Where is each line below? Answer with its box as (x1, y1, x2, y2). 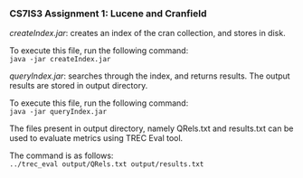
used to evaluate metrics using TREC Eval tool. (9, 133, 184, 144)
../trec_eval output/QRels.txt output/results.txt (9, 160, 204, 169)
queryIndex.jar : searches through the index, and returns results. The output (9, 70, 291, 81)
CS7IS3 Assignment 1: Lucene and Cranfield (9, 7, 207, 20)
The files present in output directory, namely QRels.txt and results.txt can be (9, 123, 294, 134)
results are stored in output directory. (9, 80, 148, 91)
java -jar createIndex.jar (9, 55, 111, 64)
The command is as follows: (9, 150, 114, 161)
